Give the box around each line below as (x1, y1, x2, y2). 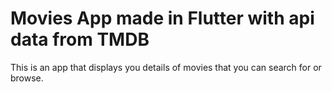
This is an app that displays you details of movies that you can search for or (10, 61, 322, 73)
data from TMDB (10, 28, 150, 51)
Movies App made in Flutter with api (10, 7, 315, 30)
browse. (10, 72, 44, 84)
